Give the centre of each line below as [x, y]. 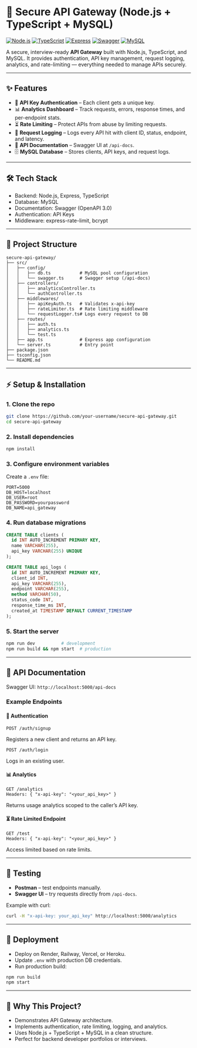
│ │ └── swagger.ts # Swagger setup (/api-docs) [78, 278]
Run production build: [40, 966]
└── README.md [23, 360]
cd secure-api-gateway [34, 421]
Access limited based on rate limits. [49, 850]
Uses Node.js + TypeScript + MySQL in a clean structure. [84, 1033]
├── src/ [17, 263]
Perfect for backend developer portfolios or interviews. [81, 1039]
